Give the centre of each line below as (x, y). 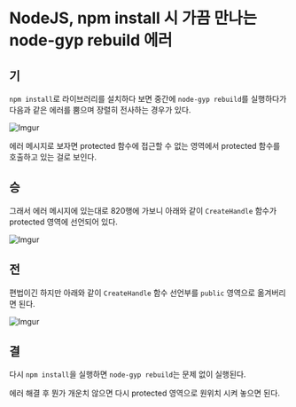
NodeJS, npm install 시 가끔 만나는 (133, 18)
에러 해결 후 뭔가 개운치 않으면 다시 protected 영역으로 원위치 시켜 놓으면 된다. (145, 393)
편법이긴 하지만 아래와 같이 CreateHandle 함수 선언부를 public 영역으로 (132, 293)
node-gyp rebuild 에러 (91, 40)
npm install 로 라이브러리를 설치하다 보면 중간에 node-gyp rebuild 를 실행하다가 (148, 99)
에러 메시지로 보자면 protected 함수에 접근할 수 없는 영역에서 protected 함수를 (145, 146)
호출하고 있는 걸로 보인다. (53, 157)
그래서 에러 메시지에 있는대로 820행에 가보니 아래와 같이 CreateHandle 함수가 (143, 210)
